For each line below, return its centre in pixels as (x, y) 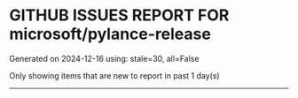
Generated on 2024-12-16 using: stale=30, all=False (104, 58)
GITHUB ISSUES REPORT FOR (119, 15)
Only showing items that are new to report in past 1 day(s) (114, 75)
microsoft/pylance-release (110, 34)
